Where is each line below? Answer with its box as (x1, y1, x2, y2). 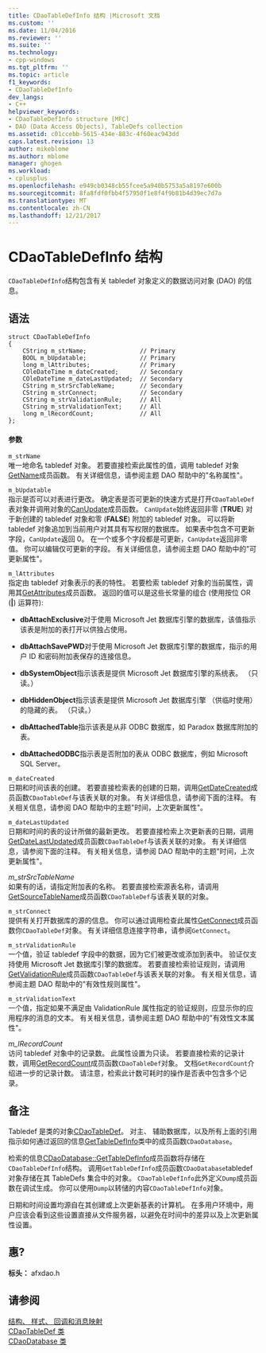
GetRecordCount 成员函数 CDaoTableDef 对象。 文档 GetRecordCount (36, 1059, 248, 1068)
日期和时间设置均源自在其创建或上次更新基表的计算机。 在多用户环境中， (8, 1200, 247, 1210)
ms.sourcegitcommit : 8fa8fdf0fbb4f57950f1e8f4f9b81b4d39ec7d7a (8, 189, 222, 197)
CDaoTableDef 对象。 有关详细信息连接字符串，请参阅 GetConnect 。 (22, 926, 235, 935)
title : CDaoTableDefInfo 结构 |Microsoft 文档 (8, 11, 160, 20)
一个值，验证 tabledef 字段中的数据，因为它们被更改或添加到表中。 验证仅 (8, 949, 250, 959)
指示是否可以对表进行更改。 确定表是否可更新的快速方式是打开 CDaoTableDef (8, 494, 255, 504)
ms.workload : (8, 167, 52, 175)
